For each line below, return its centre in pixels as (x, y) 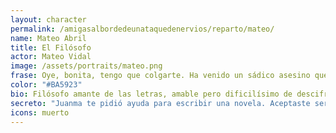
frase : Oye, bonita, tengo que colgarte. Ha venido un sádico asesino (160, 76)
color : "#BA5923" (46, 85)
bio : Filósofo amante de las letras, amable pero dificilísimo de (151, 94)
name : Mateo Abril (48, 38)
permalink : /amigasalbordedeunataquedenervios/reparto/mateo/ (142, 29)
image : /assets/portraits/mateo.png (86, 66)
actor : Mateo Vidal (51, 57)
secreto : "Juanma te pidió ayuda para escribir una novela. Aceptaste (160, 103)
